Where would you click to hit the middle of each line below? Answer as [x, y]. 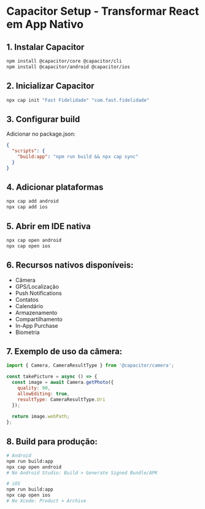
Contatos [27, 300]
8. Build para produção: [52, 441]
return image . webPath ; [41, 417]
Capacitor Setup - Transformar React [103, 11]
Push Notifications [39, 293]
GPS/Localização [37, 286]
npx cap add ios [27, 207]
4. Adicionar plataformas [55, 188]
